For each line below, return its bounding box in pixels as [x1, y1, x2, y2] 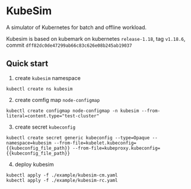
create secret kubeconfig [14, 123, 76, 130]
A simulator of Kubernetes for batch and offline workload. [6, 24, 147, 31]
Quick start [6, 59, 49, 69]
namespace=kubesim [6, 140, 52, 146]
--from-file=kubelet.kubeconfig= [53, 140, 136, 146]
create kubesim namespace [14, 74, 81, 81]
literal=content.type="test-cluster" [6, 113, 100, 119]
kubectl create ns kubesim [6, 86, 73, 92]
